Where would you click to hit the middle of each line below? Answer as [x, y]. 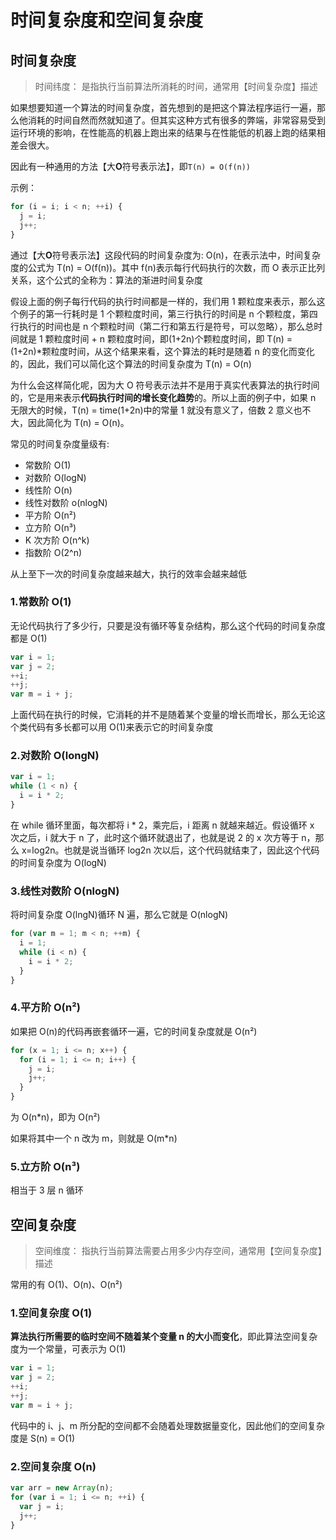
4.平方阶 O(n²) [45, 1008]
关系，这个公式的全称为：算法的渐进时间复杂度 [106, 280]
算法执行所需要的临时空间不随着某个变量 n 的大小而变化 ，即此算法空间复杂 [164, 1337]
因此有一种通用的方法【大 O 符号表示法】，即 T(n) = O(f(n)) [131, 166]
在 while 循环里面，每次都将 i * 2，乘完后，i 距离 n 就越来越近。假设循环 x [162, 825]
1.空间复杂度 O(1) [51, 1313]
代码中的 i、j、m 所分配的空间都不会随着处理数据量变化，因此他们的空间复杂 [167, 1425]
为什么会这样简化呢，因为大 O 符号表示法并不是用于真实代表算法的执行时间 [165, 385]
